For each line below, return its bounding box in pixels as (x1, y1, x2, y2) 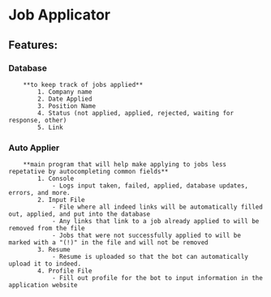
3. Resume (37, 246, 71, 254)
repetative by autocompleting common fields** (8, 168, 169, 176)
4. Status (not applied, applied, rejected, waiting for (37, 109, 234, 117)
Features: (8, 38, 58, 52)
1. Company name (37, 88, 92, 96)
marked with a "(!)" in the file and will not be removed (8, 239, 209, 247)
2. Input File (37, 196, 85, 204)
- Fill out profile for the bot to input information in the (51, 274, 264, 282)
